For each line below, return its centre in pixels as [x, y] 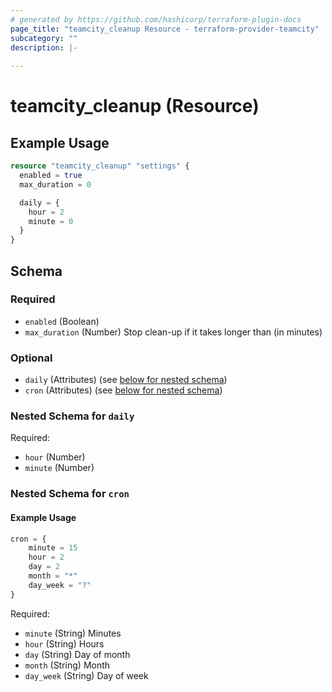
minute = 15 [53, 548]
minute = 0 [51, 221]
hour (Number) [55, 457]
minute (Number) [59, 468]
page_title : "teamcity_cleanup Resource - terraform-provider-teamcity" [165, 29]
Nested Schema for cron [70, 494]
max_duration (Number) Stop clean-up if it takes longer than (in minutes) [173, 332]
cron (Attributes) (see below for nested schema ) [123, 390]
